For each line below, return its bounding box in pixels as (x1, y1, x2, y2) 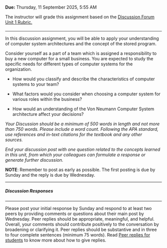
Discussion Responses (5, 188, 53, 194)
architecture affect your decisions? (12, 111, 84, 117)
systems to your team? (12, 81, 59, 87)
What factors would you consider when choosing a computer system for (12, 91, 161, 97)
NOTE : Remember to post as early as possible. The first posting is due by (5, 167, 156, 173)
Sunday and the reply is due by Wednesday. (5, 172, 95, 178)
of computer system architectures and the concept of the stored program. (5, 40, 157, 46)
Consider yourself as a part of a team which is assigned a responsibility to (5, 50, 157, 56)
